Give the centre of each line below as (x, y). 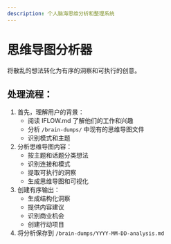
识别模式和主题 (49, 138)
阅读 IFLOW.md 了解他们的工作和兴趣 (80, 121)
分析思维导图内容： (45, 147)
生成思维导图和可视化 (58, 181)
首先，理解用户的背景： (51, 112)
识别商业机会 (46, 216)
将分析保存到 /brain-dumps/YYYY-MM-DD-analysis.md (91, 233)
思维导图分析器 (50, 50)
